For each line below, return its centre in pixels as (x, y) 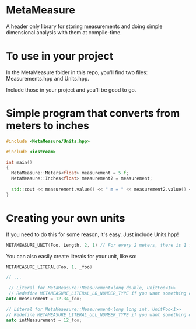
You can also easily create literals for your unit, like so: (71, 256)
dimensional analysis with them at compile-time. (64, 32)
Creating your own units (66, 218)
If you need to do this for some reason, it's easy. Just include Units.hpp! (92, 235)
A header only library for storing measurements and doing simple (84, 26)
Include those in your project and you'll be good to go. (71, 90)
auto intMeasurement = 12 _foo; (44, 320)
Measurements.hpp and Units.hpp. (48, 78)
